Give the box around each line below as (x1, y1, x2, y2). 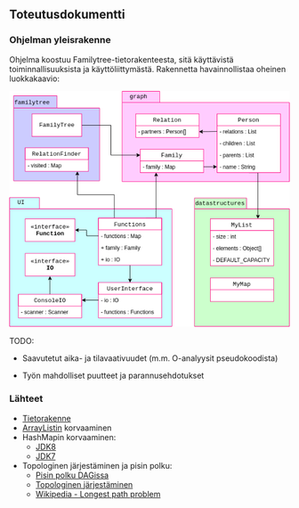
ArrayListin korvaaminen (21, 422, 112, 433)
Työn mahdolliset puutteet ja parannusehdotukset (21, 370, 205, 381)
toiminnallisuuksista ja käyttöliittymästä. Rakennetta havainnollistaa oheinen (9, 63, 287, 74)
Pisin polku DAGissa (35, 470, 109, 480)
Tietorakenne (21, 413, 71, 423)
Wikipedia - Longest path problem (35, 488, 161, 499)
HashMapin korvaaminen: (21, 431, 117, 442)
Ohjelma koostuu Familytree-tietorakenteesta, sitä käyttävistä (9, 53, 234, 65)
